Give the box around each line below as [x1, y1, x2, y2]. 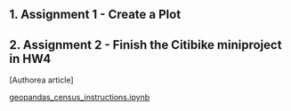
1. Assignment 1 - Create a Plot [9, 7, 182, 22]
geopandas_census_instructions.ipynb [9, 92, 150, 103]
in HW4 [9, 51, 52, 66]
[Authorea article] [9, 75, 74, 85]
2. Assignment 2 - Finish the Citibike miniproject [9, 37, 282, 52]
